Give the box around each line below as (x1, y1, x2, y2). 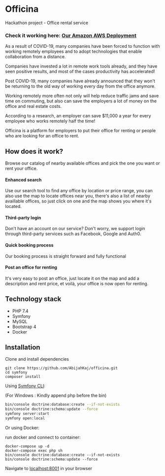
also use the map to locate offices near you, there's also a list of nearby (5, 193, 151, 199)
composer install (5, 374, 41, 379)
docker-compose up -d (5, 443, 50, 449)
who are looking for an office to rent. (5, 133, 80, 139)
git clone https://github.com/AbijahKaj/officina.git (5, 366, 118, 371)
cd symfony (5, 370, 28, 375)
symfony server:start (5, 411, 50, 416)
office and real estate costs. (5, 103, 62, 109)
